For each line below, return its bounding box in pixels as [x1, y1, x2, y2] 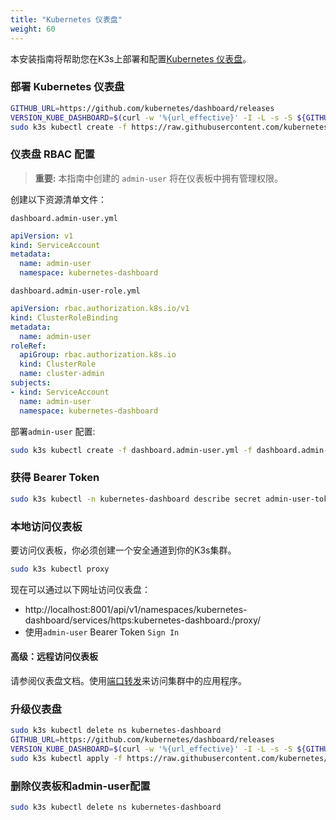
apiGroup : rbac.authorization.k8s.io [19, 350, 177, 360]
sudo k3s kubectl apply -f [10, 753, 123, 763]
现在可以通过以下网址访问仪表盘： [10, 583, 151, 595]
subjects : [10, 378, 52, 388]
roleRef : [10, 341, 47, 351]
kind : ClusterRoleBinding [10, 312, 118, 323]
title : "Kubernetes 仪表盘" [10, 14, 123, 25]
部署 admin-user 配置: [10, 425, 96, 437]
